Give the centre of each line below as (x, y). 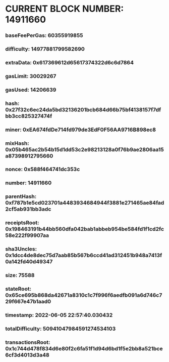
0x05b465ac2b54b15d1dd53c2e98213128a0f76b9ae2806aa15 (84, 149)
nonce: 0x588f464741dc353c (43, 169)
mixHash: (17, 143)
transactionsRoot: (28, 342)
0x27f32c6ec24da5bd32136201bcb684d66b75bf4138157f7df (83, 109)
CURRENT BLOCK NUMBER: (65, 9)
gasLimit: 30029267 (31, 76)
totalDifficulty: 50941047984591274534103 (61, 329)
